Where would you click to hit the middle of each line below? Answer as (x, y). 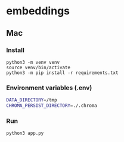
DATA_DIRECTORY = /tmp (32, 100)
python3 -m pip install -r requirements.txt (62, 73)
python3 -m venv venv (33, 62)
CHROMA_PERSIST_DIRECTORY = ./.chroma (52, 106)
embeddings (38, 11)
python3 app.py (25, 133)
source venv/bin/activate (38, 67)
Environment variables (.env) (49, 88)
